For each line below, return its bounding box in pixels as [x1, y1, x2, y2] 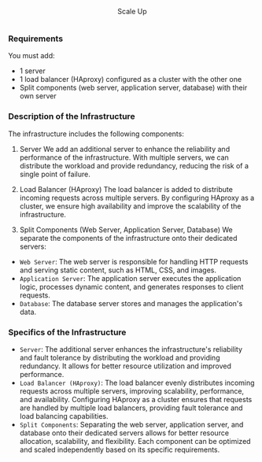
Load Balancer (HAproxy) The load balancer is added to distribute [19, 184, 234, 194]
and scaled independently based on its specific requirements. [19, 445, 220, 454]
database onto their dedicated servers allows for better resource [19, 428, 230, 438]
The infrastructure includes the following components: [8, 129, 185, 139]
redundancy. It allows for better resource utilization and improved [19, 361, 232, 371]
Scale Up [117, 7, 147, 16]
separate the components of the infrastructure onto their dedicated [19, 233, 238, 242]
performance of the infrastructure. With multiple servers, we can [19, 153, 230, 162]
